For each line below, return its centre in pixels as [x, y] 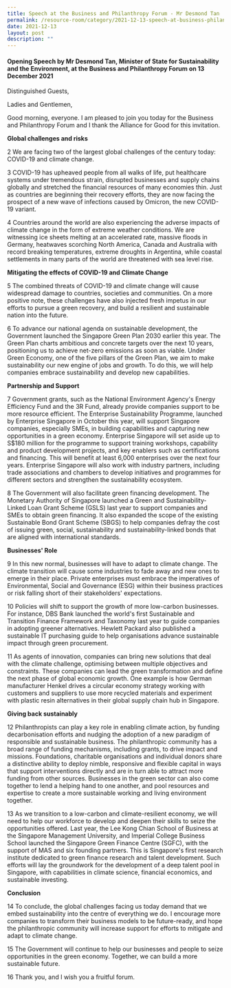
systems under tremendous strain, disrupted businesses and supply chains [113, 180]
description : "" [30, 39]
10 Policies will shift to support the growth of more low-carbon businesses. [113, 607]
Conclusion [24, 893]
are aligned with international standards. [64, 537]
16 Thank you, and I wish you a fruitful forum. [71, 977]
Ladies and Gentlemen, [40, 105]
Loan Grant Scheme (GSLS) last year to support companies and [117, 508]
